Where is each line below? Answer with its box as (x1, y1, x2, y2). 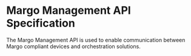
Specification (6, 16, 76, 30)
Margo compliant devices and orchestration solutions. (6, 43, 141, 50)
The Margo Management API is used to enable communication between (6, 36, 186, 43)
